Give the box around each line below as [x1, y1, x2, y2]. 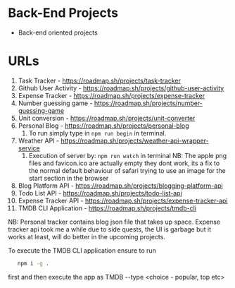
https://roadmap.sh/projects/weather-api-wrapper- [60, 136, 210, 145]
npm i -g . [17, 260, 50, 267]
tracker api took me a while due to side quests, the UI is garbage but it [8, 224, 212, 234]
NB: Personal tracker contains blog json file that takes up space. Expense [8, 217, 221, 226]
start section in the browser [28, 174, 109, 182]
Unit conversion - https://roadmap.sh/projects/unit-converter [18, 114, 196, 122]
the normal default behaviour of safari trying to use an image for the [28, 166, 226, 174]
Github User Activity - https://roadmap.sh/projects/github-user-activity [18, 83, 224, 92]
